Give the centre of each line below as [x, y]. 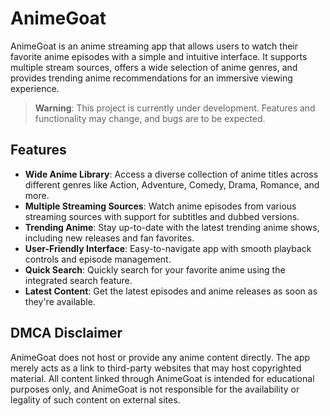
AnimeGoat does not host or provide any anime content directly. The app [160, 357]
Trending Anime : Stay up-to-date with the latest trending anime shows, [172, 227]
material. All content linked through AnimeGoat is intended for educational [162, 378]
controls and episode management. [98, 259]
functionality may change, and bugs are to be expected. [150, 118]
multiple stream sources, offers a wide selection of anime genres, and [154, 67]
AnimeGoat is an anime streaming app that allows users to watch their [154, 46]
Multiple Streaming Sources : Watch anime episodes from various [160, 206]
